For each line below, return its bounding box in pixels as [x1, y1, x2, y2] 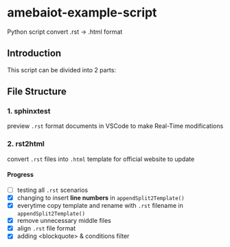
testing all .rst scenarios [16, 186, 88, 194]
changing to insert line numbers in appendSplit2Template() [16, 194, 185, 202]
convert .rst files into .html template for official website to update [7, 155, 195, 163]
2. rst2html [7, 139, 45, 149]
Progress [7, 171, 34, 179]
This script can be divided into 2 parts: [7, 65, 117, 74]
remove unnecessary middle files [16, 217, 111, 225]
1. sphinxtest [7, 107, 51, 116]
